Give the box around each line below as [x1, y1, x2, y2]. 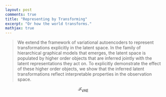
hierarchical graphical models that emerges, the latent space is [17, 50, 146, 56]
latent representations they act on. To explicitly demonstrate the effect [17, 61, 161, 67]
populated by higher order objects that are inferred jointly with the [17, 55, 152, 61]
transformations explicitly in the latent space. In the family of [17, 45, 141, 51]
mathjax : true [5, 26, 35, 31]
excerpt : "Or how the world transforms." [5, 21, 92, 26]
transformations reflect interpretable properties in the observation [17, 71, 152, 77]
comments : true [5, 12, 37, 17]
